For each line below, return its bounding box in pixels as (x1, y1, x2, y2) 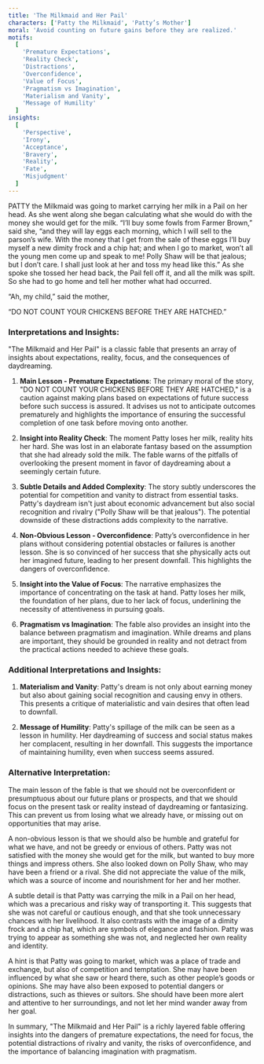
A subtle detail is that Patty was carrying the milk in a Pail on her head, (8, 890, 236, 900)
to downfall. (19, 707, 58, 716)
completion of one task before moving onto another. (19, 418, 189, 428)
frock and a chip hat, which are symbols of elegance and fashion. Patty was (8, 924, 254, 933)
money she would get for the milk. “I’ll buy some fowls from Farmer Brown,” (8, 218, 253, 227)
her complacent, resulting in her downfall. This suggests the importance (19, 739, 253, 749)
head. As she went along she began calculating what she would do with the (8, 209, 253, 219)
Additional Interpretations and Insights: (8, 664, 162, 675)
